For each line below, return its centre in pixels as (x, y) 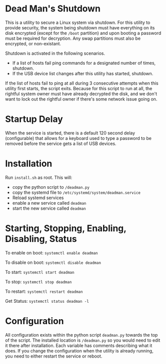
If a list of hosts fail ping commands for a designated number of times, (84, 63)
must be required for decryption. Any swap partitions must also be (73, 38)
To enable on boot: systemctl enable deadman (52, 252)
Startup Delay (34, 119)
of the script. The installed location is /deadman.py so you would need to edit (83, 340)
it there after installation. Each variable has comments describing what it (79, 345)
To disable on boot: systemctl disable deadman (53, 262)
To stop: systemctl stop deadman (38, 281)
